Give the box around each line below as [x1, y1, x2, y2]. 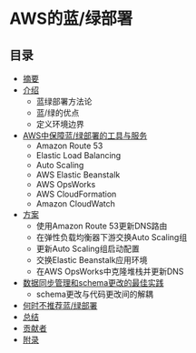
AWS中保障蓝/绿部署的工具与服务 [22, 130, 148, 141]
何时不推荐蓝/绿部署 [22, 300, 98, 310]
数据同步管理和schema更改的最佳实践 [22, 277, 164, 287]
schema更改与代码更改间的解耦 [35, 288, 154, 299]
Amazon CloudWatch [35, 198, 116, 209]
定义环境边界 [35, 119, 84, 129]
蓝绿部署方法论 [35, 96, 93, 106]
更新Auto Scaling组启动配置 [35, 243, 140, 254]
